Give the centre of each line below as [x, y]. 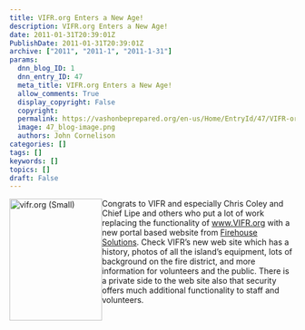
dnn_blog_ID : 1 [46, 69]
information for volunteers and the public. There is [196, 271]
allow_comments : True [59, 93]
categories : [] [38, 144]
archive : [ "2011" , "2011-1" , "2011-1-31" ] [91, 52]
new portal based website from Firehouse [180, 233]
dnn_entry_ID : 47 [50, 77]
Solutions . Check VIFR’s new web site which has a [196, 242]
